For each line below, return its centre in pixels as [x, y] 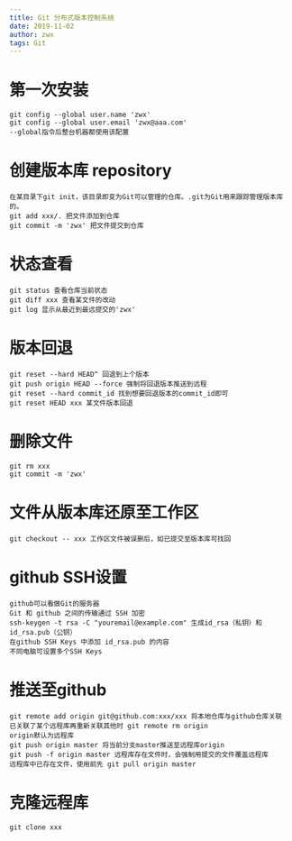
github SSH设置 [68, 577]
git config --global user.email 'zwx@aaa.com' [98, 123]
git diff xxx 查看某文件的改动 [63, 300]
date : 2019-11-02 [42, 26]
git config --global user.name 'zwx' [80, 115]
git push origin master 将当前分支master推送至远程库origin [117, 745]
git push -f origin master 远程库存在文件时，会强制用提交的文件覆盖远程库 [139, 754]
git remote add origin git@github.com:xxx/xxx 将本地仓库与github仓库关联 [146, 716]
